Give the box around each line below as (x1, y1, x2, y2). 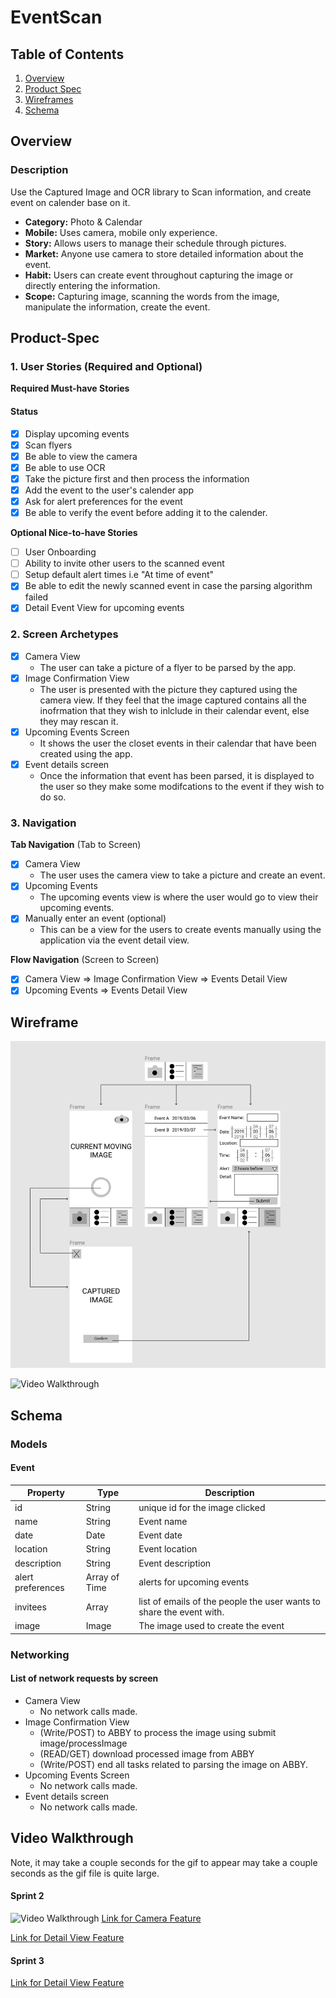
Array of (85, 1571, 120, 1583)
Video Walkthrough (10, 1830, 134, 1847)
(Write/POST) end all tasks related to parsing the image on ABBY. (39, 1758, 309, 1770)
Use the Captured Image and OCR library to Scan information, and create (10, 186, 312, 198)
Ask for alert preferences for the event (24, 495, 183, 507)
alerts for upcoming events (138, 1576, 250, 1588)
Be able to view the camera (24, 450, 138, 462)
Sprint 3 (10, 1954, 45, 1966)
